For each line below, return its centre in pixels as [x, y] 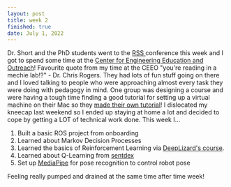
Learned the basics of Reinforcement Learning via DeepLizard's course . [121, 148]
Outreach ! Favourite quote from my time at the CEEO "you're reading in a [112, 68]
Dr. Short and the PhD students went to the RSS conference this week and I [115, 53]
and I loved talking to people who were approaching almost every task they [115, 83]
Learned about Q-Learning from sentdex [76, 156]
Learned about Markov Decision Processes [79, 141]
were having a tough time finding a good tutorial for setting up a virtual [109, 98]
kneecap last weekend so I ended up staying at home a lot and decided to [113, 112]
